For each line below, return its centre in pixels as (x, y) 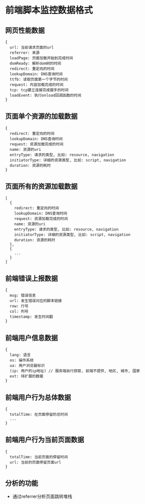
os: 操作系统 (22, 360)
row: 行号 (19, 306)
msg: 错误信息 (23, 296)
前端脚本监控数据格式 (49, 10)
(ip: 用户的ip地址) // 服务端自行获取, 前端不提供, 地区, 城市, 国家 (75, 371)
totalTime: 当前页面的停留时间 (39, 457)
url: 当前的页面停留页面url (35, 462)
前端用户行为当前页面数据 (44, 440)
